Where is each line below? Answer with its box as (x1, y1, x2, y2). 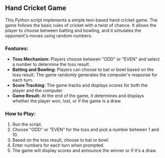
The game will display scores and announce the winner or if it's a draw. (12, 148, 157, 154)
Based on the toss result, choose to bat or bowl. (12, 137, 110, 143)
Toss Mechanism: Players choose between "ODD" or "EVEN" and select (12, 56, 160, 62)
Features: (5, 45, 29, 52)
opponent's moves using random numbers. (5, 32, 93, 38)
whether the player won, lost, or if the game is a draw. (12, 98, 122, 104)
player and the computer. (12, 88, 64, 94)
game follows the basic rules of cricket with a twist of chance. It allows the (5, 22, 157, 28)
